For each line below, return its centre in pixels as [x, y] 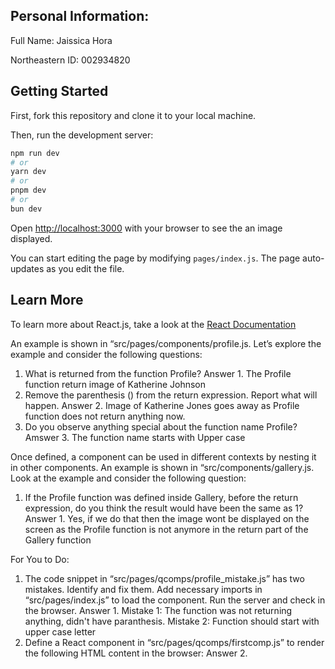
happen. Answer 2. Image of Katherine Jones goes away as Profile [162, 405]
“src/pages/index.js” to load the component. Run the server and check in [175, 600]
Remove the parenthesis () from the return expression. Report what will [171, 395]
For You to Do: [40, 559]
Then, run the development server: [82, 135]
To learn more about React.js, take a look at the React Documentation [153, 324]
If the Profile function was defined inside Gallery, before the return [161, 497]
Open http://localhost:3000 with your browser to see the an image [146, 228]
